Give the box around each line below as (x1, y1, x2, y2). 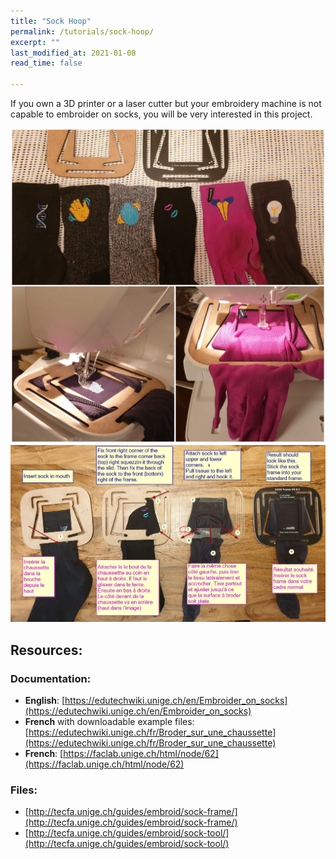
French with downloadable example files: (24, 715, 195, 727)
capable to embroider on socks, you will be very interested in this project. (10, 108, 313, 120)
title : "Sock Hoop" (10, 16, 92, 26)
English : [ (24, 694, 66, 706)
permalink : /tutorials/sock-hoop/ (10, 26, 155, 37)
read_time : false (10, 58, 83, 69)
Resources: (10, 641, 83, 659)
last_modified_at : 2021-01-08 (10, 48, 137, 58)
